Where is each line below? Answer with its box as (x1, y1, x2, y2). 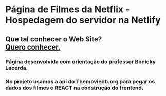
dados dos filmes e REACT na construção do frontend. (5, 84, 144, 91)
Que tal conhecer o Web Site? (5, 35, 102, 43)
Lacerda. (5, 64, 28, 71)
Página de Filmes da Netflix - (5, 4, 130, 15)
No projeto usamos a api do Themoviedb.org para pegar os (5, 78, 155, 85)
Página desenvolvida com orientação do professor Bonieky (5, 58, 156, 65)
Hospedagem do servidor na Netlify (5, 14, 161, 26)
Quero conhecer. (5, 42, 61, 52)
